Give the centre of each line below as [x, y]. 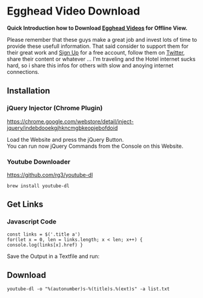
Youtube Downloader [39, 162]
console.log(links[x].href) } [45, 245]
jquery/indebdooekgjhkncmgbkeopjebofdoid [62, 128]
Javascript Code [32, 222]
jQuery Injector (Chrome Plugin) [55, 108]
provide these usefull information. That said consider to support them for [98, 46]
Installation [28, 91]
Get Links [25, 204]
